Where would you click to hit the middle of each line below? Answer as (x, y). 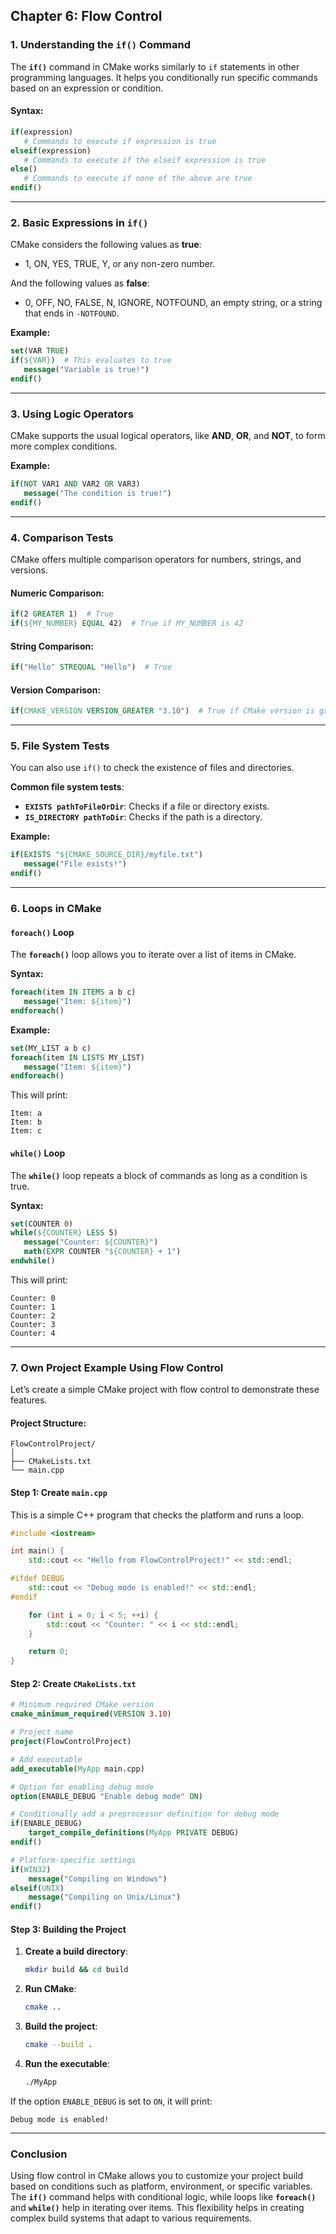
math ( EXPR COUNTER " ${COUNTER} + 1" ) (102, 1252)
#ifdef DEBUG (37, 1579)
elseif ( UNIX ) (37, 1888)
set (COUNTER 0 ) (42, 1224)
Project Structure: (48, 1423)
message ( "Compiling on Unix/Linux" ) (105, 1897)
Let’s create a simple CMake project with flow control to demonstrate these (165, 1390)
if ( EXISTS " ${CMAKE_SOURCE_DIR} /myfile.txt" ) (106, 855)
